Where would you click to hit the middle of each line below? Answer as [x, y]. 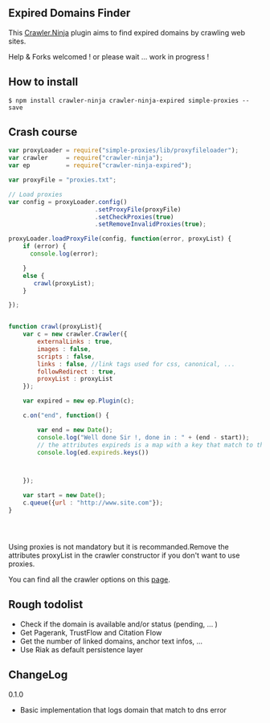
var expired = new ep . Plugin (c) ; [79, 401]
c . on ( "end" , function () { [66, 416]
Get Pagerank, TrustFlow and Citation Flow [91, 632]
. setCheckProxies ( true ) [134, 217]
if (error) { [45, 247]
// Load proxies [35, 194]
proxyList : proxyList [75, 379]
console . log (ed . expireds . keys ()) [93, 452]
